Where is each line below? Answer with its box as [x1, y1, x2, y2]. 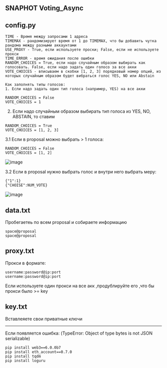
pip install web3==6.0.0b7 [5, 345, 61, 350]
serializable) [5, 335, 30, 341]
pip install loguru [5, 358, 46, 363]
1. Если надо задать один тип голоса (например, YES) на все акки [5, 87, 146, 92]
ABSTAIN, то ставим [12, 114, 55, 120]
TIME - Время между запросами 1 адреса [5, 34, 88, 39]
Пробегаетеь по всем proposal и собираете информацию [5, 219, 127, 225]
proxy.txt [5, 247, 34, 255]
